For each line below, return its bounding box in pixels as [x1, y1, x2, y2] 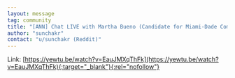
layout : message [7, 10, 55, 17]
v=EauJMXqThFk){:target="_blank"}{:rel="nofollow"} [7, 63, 160, 71]
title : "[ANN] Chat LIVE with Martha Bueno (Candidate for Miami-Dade [7, 23, 218, 30]
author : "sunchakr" [7, 29, 64, 37]
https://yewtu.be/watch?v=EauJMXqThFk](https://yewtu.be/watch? [24, 55, 219, 63]
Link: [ [7, 55, 26, 63]
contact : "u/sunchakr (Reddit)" [7, 36, 101, 43]
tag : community [7, 17, 52, 24]
